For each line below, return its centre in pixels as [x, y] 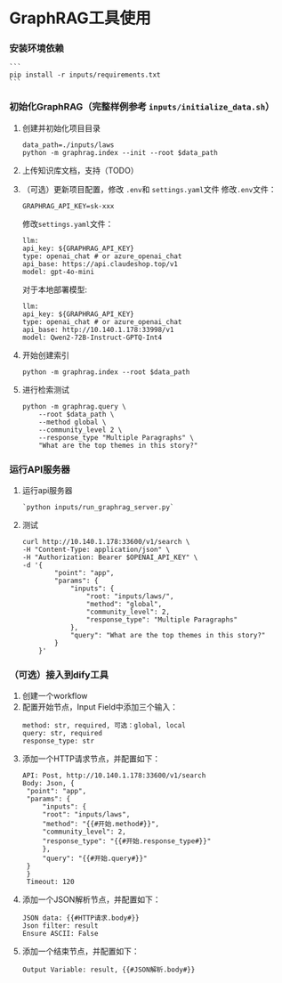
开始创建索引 [45, 355]
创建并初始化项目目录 [61, 128]
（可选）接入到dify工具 [59, 675]
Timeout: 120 [50, 882]
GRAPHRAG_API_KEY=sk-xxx [68, 206]
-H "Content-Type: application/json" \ [96, 550]
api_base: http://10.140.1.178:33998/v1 [98, 329]
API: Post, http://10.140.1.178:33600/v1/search [114, 776]
